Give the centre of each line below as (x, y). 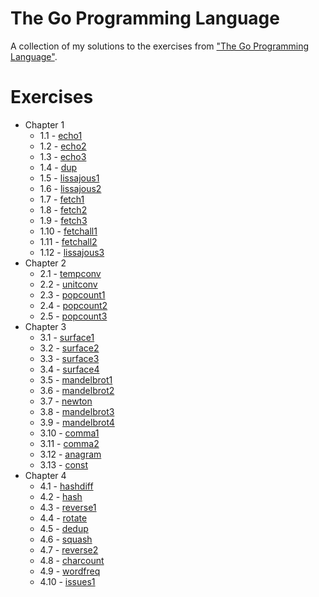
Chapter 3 (45, 326)
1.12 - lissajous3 (72, 252)
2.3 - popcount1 (72, 294)
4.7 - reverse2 (69, 549)
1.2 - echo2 (63, 146)
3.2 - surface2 (69, 348)
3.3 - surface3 (69, 358)
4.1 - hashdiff (66, 486)
